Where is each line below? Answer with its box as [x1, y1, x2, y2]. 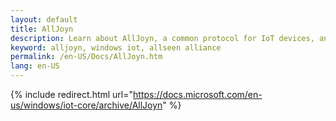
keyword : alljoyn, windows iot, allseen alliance [10, 42, 222, 53]
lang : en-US [10, 61, 60, 71]
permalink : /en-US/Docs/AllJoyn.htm [10, 52, 163, 62]
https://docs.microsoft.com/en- [133, 89, 263, 100]
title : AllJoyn [10, 24, 74, 34]
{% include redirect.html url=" [10, 89, 134, 100]
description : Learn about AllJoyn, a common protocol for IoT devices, [10, 33, 315, 43]
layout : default [10, 14, 78, 25]
